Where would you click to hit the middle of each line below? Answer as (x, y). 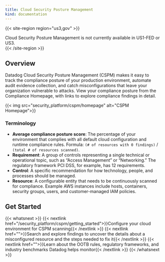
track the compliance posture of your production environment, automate (78, 80)
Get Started (23, 207)
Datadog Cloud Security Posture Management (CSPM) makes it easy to (77, 75)
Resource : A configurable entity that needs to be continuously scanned (84, 181)
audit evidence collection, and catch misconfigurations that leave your (76, 86)
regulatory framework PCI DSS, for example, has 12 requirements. (79, 165)
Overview (20, 63)
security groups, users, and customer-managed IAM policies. (74, 191)
